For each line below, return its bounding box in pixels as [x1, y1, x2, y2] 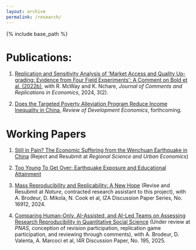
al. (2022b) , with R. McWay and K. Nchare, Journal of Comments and [14, 83, 183, 90]
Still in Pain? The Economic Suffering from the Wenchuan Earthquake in [14, 146, 188, 154]
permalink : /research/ [6, 14, 62, 20]
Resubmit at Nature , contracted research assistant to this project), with [14, 188, 187, 195]
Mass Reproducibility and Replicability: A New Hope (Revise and [14, 182, 170, 189]
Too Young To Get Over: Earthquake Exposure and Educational [14, 164, 166, 171]
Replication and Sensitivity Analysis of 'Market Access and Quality [14, 70, 175, 77]
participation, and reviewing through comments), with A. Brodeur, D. [14, 231, 180, 238]
